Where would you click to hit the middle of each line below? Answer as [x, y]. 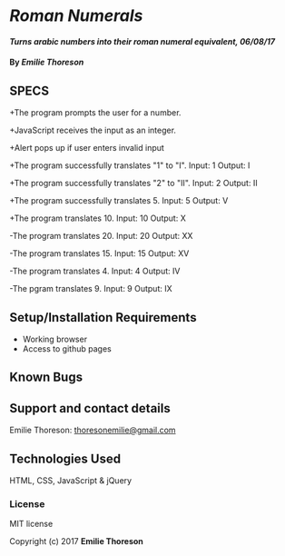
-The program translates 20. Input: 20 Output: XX [101, 236]
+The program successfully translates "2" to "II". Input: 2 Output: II [133, 184]
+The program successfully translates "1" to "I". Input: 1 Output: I [130, 165]
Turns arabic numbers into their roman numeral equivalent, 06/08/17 [142, 41]
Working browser [55, 339]
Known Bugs [46, 377]
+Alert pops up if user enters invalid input [87, 148]
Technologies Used [65, 458]
